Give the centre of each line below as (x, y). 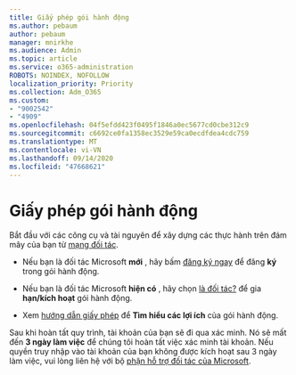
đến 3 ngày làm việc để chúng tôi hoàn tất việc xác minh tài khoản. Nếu (141, 342)
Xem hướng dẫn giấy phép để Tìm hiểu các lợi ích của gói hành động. (150, 315)
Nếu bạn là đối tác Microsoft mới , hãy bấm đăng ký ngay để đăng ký (149, 262)
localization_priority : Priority (71, 84)
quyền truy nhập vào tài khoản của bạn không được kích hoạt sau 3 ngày (144, 352)
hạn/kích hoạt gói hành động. (77, 298)
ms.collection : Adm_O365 (55, 92)
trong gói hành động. (61, 272)
